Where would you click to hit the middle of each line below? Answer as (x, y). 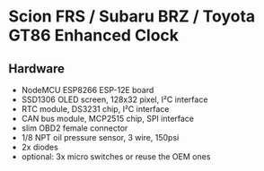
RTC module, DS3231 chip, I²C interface (95, 109)
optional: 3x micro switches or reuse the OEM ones (116, 157)
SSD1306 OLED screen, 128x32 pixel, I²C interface (114, 99)
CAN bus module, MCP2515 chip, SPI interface (108, 119)
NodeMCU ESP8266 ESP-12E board (88, 90)
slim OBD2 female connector (75, 128)
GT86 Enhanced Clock (94, 35)
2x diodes (40, 147)
